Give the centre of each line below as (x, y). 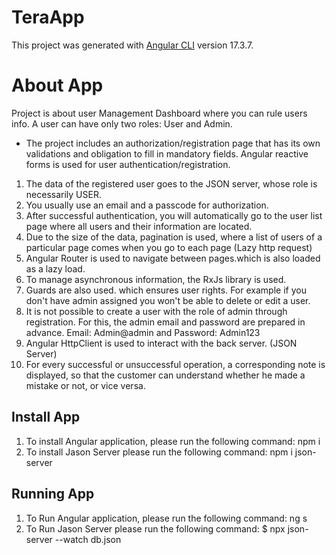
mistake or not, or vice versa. (85, 385)
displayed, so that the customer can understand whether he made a (165, 375)
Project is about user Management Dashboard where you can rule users (159, 113)
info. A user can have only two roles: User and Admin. (122, 123)
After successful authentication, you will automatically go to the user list (174, 215)
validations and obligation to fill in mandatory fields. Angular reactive (167, 153)
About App (57, 85)
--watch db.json (88, 539)
